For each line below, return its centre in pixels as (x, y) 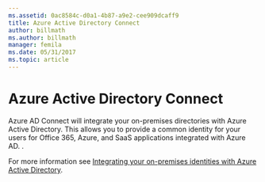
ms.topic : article (38, 60)
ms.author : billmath (42, 38)
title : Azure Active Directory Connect (74, 23)
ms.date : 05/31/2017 (42, 52)
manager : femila (35, 45)
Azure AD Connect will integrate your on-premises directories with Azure (128, 120)
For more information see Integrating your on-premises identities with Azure (132, 161)
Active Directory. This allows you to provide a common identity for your (125, 129)
